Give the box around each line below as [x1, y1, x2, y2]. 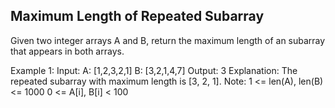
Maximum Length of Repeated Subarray [10, 8, 265, 25]
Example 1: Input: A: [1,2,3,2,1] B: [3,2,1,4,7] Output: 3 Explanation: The [10, 64, 298, 76]
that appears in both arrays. [10, 45, 125, 57]
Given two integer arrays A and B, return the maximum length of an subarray [10, 34, 326, 46]
